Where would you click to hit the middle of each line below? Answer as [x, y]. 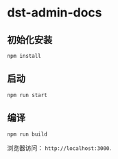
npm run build [27, 134]
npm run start [27, 95]
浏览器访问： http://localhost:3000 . [59, 148]
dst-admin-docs [55, 13]
